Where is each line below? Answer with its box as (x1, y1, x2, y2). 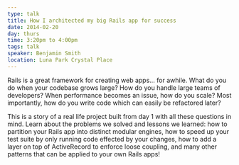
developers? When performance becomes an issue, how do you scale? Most (7, 91, 232, 99)
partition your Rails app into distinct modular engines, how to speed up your (7, 127, 230, 135)
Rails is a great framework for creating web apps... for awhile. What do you (7, 76, 227, 84)
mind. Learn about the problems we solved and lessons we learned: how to (7, 120, 228, 128)
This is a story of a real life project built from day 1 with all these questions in (7, 112, 232, 120)
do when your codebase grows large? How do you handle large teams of (7, 83, 221, 92)
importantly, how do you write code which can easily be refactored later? (7, 98, 222, 107)
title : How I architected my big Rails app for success (7, 17, 176, 24)
